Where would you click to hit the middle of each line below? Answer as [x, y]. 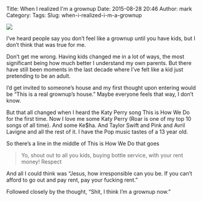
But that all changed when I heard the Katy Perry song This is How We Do [98, 112]
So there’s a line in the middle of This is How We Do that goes [83, 143]
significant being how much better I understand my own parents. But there [99, 63]
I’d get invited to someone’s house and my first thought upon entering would [101, 88]
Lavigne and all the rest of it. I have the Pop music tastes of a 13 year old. [97, 132]
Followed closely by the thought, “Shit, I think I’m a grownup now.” [89, 192]
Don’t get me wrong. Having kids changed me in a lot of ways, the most [95, 56]
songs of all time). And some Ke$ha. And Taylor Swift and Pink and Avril [96, 125]
